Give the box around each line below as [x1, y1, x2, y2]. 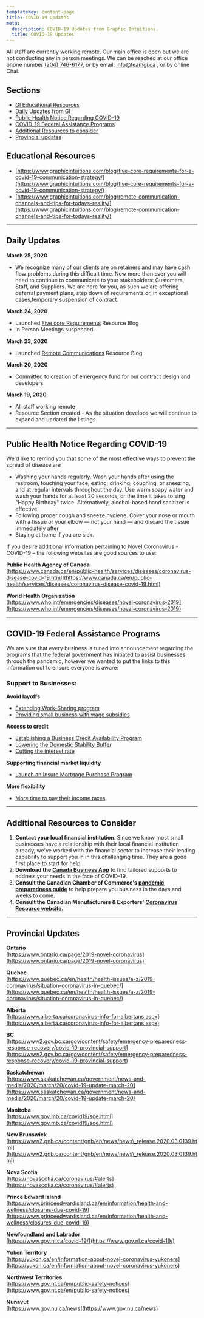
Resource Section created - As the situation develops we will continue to [15, 409, 197, 416]
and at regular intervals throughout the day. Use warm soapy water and [15, 486, 194, 494]
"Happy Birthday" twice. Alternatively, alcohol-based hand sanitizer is [15, 499, 190, 506]
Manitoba [6, 1106, 32, 1114]
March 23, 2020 [6, 338, 48, 345]
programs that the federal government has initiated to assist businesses [6, 651, 186, 659]
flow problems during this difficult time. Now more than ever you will [15, 270, 186, 277]
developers [15, 379, 44, 386]
